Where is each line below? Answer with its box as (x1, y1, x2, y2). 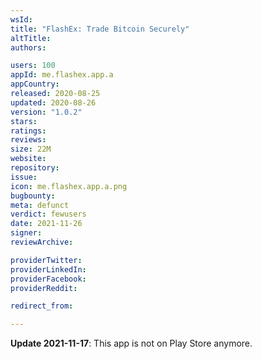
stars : (10, 116, 38, 126)
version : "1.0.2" (10, 107, 83, 117)
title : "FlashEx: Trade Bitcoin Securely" (10, 24, 190, 34)
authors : (10, 42, 47, 53)
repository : (10, 163, 60, 173)
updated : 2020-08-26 (10, 97, 97, 108)
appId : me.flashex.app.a (10, 70, 114, 80)
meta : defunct (10, 200, 70, 210)
